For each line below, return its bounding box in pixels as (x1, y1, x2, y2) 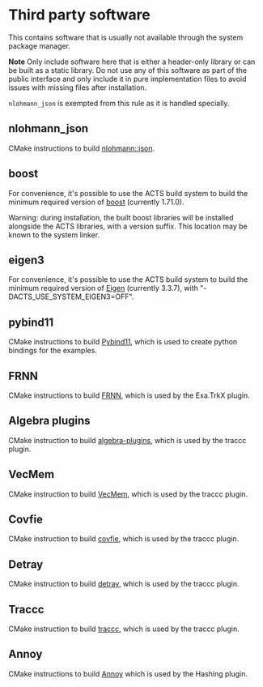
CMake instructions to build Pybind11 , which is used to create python (8, 337, 238, 347)
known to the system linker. (8, 229, 100, 240)
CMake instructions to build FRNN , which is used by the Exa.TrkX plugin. (8, 390, 250, 400)
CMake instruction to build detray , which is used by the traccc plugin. (8, 579, 240, 589)
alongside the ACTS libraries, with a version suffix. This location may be (8, 221, 248, 231)
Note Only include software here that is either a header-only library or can (8, 57, 256, 66)
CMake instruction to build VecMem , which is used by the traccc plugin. (8, 489, 248, 499)
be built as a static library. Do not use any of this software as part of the (8, 65, 248, 75)
